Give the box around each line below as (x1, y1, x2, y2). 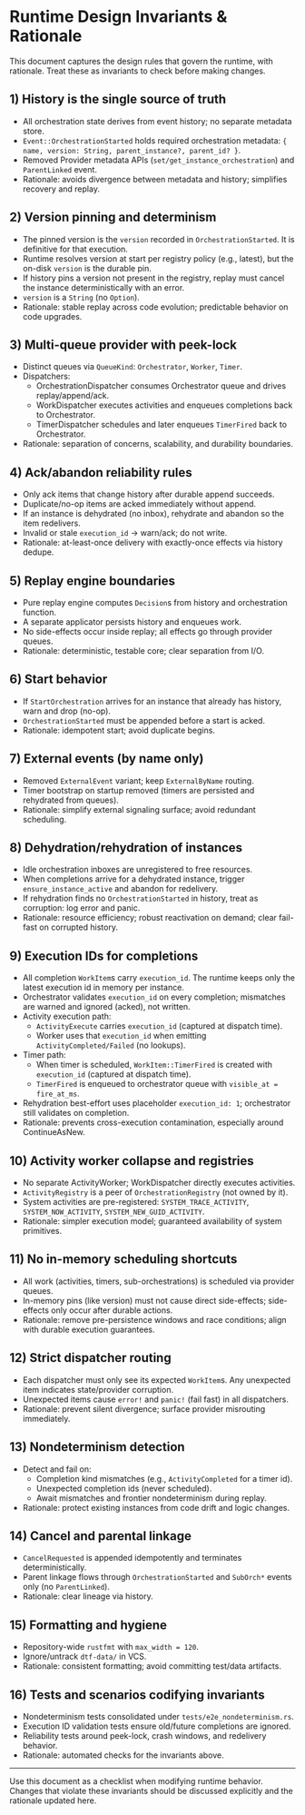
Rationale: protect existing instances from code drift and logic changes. (22, 1502, 290, 1513)
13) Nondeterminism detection (9, 1439, 185, 1455)
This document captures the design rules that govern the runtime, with (9, 55, 274, 66)
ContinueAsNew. (22, 1127, 85, 1138)
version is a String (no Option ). (22, 291, 141, 302)
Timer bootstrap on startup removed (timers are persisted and (22, 784, 255, 795)
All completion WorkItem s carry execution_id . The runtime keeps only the (22, 972, 295, 983)
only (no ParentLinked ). (22, 1582, 111, 1593)
